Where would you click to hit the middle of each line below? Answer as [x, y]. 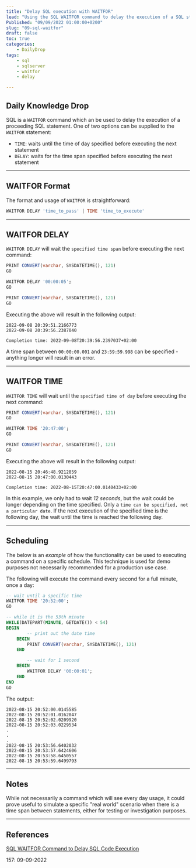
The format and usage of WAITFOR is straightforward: [68, 200]
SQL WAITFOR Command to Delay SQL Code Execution [73, 849]
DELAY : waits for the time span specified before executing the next [93, 156]
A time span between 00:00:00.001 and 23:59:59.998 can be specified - [92, 351]
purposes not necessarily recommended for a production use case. [87, 567]
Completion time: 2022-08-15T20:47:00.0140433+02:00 [71, 487]
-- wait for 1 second [53, 660]
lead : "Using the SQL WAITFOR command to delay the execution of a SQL [95, 17]
